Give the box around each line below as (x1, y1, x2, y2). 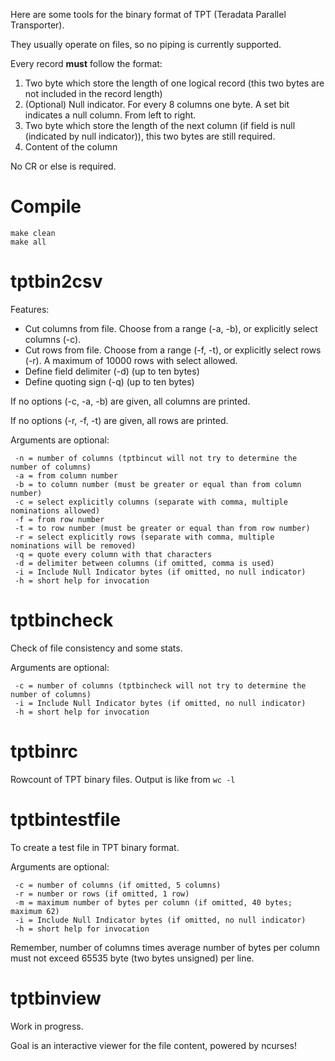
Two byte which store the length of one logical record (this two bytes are (24, 77, 325, 89)
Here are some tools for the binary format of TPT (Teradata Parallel (10, 9, 287, 20)
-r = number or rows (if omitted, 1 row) (14, 889, 190, 899)
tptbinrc (10, 740, 79, 763)
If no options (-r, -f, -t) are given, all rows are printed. (10, 414, 229, 426)
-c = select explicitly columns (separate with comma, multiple (14, 497, 288, 507)
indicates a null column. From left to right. (24, 109, 197, 121)
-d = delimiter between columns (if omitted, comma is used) (14, 558, 275, 568)
